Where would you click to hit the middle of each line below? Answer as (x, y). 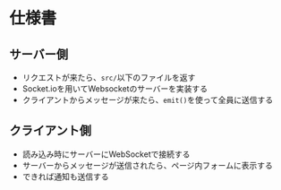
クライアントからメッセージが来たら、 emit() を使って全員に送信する (148, 100)
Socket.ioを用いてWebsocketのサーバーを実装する (115, 89)
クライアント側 (51, 131)
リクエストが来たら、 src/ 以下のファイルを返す (109, 78)
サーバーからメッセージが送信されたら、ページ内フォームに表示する (147, 165)
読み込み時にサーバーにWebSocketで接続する (106, 154)
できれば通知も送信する (65, 177)
